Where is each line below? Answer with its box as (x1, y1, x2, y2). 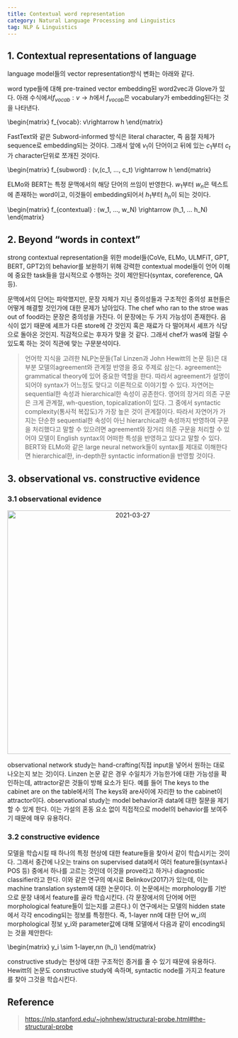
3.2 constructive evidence (7, 832, 101, 842)
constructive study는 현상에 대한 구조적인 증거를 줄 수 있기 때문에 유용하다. (7, 957, 217, 966)
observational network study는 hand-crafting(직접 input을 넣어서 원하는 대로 (7, 760, 225, 769)
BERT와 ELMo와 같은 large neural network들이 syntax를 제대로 (24, 443, 203, 451)
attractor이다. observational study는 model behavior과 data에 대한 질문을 (7, 796, 216, 804)
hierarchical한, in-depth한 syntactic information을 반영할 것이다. (32, 451, 215, 461)
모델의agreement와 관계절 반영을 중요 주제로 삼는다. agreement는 (38, 363, 222, 372)
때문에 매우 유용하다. (14, 813, 72, 822)
